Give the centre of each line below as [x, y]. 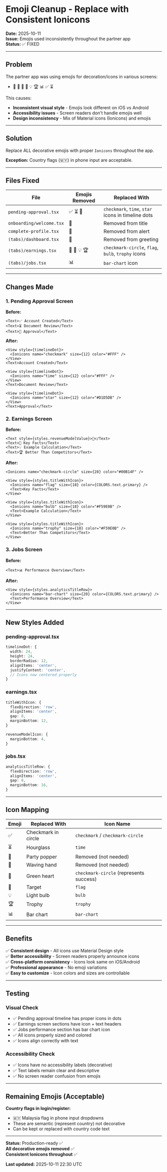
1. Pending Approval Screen [39, 301]
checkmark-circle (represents [110, 873]
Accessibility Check [30, 1054]
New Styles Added [35, 623]
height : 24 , [23, 657]
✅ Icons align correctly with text [46, 1041]
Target [34, 887]
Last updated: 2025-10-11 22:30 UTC [44, 1164]
